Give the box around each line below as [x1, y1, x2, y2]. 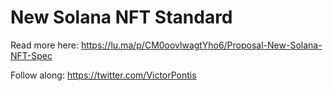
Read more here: [10, 39, 79, 51]
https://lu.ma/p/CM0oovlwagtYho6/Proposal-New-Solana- [80, 39, 323, 51]
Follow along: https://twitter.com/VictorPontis [10, 69, 197, 81]
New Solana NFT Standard [10, 6, 233, 29]
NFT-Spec [10, 49, 53, 61]
